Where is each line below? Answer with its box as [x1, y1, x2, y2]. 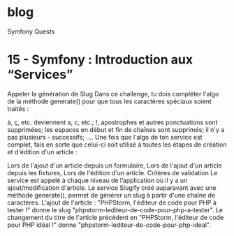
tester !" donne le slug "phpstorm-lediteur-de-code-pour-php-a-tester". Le [7, 205, 224, 214]
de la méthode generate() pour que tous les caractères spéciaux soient [7, 97, 212, 105]
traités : [7, 104, 29, 112]
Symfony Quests [7, 27, 55, 36]
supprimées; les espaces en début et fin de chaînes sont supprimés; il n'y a [7, 125, 225, 133]
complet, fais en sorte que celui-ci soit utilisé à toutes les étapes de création [7, 140, 227, 149]
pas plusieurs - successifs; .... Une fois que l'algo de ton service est [7, 133, 203, 141]
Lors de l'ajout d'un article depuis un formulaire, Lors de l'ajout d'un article [7, 161, 222, 170]
